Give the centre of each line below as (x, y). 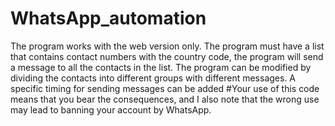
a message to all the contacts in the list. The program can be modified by (161, 67)
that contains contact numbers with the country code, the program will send (167, 56)
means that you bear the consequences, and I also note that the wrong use (165, 99)
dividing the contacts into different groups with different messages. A (153, 78)
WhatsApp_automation (108, 18)
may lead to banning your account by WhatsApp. (111, 109)
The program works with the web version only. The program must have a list (167, 46)
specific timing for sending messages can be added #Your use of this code (165, 88)
